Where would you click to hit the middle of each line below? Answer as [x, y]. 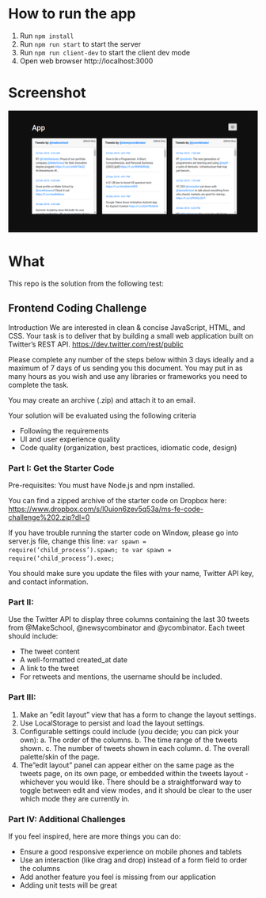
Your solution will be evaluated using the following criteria [102, 415]
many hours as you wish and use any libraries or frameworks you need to [128, 376]
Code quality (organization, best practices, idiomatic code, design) [128, 447]
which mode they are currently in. [74, 798]
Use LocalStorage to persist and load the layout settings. [112, 723]
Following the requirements [64, 430]
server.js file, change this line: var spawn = [77, 541]
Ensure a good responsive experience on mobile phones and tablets [131, 851]
